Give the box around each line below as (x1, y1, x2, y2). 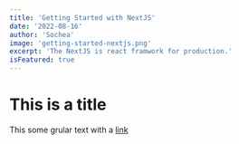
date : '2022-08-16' (9, 22, 83, 31)
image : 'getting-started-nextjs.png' (9, 38, 152, 48)
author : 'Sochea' (9, 30, 75, 39)
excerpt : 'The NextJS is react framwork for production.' (9, 47, 233, 56)
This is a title (9, 94, 107, 115)
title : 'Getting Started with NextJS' (9, 13, 156, 23)
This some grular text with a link (9, 124, 129, 135)
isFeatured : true (9, 55, 75, 64)
